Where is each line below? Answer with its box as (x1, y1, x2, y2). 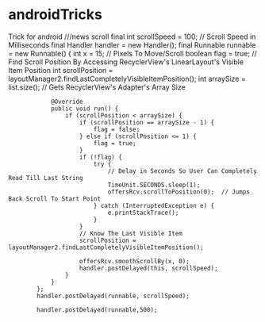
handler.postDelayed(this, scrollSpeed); (79, 264, 218, 272)
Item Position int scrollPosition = (8, 65, 113, 75)
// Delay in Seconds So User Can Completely (107, 167, 258, 175)
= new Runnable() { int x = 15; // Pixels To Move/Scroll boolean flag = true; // (8, 48, 258, 58)
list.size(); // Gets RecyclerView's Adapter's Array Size (8, 82, 186, 92)
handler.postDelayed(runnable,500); (36, 305, 158, 314)
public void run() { (50, 105, 119, 113)
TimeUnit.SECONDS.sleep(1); (107, 181, 201, 189)
